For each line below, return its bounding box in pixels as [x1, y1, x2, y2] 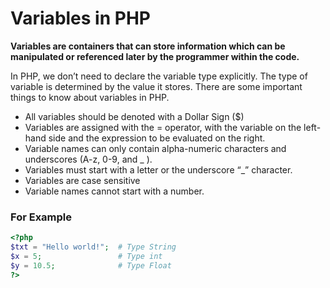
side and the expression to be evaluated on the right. [48, 132, 266, 144]
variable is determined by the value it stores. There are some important [10, 80, 303, 92]
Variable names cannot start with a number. [24, 185, 205, 197]
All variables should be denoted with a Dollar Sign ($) [24, 110, 245, 122]
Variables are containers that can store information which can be [10, 40, 286, 52]
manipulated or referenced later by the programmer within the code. [10, 50, 300, 62]
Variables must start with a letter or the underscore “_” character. [24, 163, 293, 176]
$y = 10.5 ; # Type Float [10, 260, 172, 271]
